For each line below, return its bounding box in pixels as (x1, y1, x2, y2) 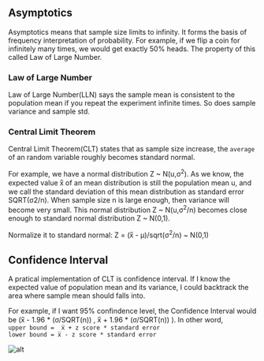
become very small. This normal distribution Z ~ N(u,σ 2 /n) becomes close (8, 204, 247, 214)
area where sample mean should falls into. (8, 291, 146, 300)
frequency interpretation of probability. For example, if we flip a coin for (8, 35, 240, 45)
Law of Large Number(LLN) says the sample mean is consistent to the (8, 90, 235, 99)
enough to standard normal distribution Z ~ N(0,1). (8, 213, 171, 223)
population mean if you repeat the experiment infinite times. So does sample (8, 99, 256, 108)
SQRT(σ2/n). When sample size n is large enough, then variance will (8, 195, 230, 205)
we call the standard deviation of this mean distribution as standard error (8, 187, 244, 196)
